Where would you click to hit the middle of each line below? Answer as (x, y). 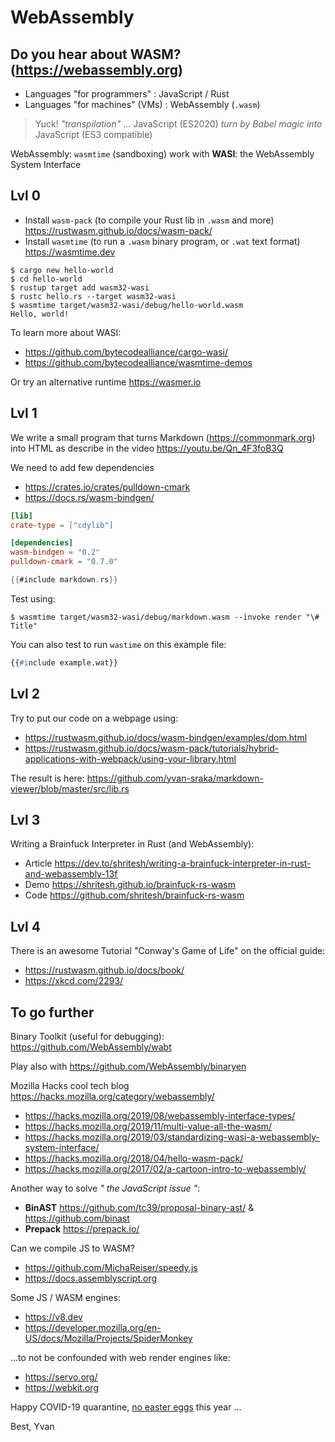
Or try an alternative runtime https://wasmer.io (106, 382)
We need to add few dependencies (82, 467)
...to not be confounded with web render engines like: (120, 1357)
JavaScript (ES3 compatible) (93, 134)
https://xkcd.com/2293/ (74, 981)
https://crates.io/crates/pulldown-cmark (107, 487)
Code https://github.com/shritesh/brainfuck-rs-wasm (134, 895)
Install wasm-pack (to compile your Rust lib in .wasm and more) (149, 220)
